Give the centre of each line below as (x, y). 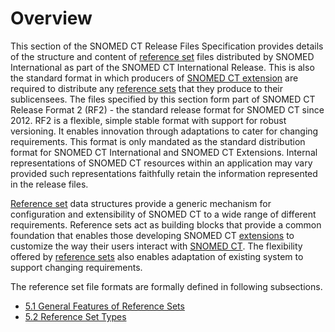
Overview (51, 18)
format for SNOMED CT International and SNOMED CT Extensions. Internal (164, 152)
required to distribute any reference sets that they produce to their (147, 88)
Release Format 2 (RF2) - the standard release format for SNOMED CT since (167, 109)
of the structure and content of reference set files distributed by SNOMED (162, 56)
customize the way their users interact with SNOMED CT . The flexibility (156, 246)
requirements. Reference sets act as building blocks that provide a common (166, 224)
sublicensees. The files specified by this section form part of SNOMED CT (163, 99)
